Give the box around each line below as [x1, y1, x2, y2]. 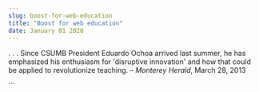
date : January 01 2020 [8, 26, 84, 34]
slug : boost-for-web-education [8, 11, 113, 20]
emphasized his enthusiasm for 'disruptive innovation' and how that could [8, 57, 252, 66]
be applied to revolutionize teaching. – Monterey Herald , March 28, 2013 [8, 66, 246, 75]
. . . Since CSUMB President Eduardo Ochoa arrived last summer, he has [8, 49, 246, 58]
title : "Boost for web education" [8, 19, 124, 27]
